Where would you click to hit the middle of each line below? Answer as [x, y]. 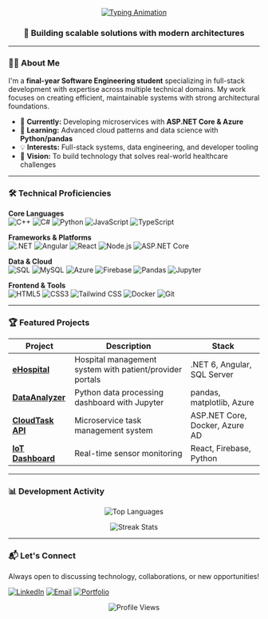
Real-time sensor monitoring [128, 454]
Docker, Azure [217, 426]
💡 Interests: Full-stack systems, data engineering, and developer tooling [139, 147]
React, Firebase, [221, 449]
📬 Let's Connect [42, 556]
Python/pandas [46, 138]
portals [88, 379]
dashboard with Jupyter [119, 403]
